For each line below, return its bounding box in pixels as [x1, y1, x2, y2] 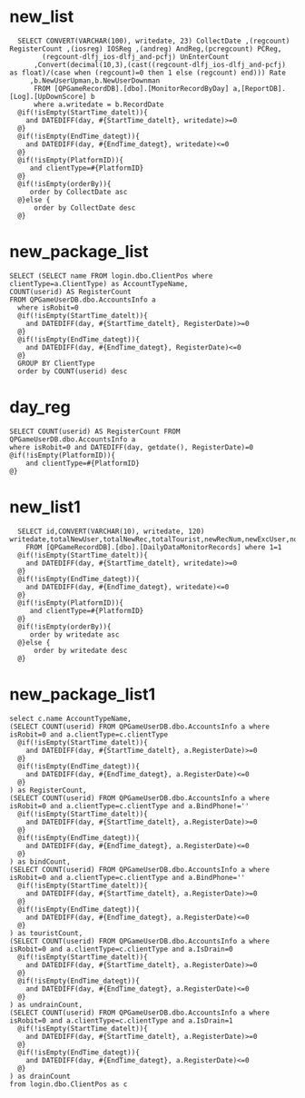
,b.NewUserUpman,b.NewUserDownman [29, 75, 161, 85]
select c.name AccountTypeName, [9, 714, 132, 723]
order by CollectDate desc [33, 203, 136, 213]
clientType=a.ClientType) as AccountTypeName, [9, 279, 189, 288]
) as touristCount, [9, 928, 84, 937]
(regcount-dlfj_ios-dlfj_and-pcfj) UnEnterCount [42, 52, 230, 61]
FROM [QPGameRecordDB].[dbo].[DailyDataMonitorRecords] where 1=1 [25, 542, 282, 551]
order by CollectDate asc [29, 187, 128, 196]
